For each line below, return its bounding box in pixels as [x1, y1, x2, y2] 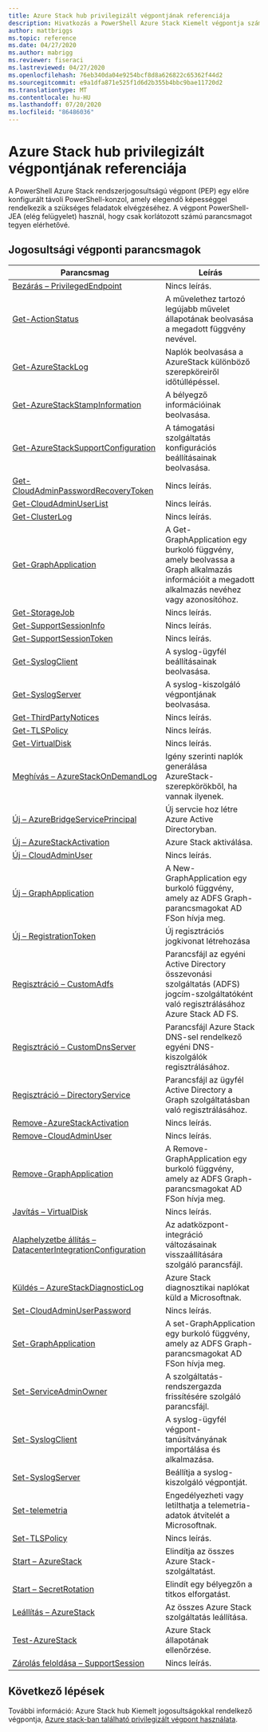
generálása [164, 761, 207, 772]
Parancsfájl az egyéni [164, 948, 246, 959]
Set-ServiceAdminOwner [12, 1385, 108, 1396]
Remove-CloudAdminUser [12, 1130, 112, 1141]
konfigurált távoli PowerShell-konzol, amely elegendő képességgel [8, 194, 227, 204]
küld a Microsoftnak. [164, 1292, 242, 1303]
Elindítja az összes [164, 1545, 235, 1556]
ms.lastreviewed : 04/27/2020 [8, 64, 105, 72]
